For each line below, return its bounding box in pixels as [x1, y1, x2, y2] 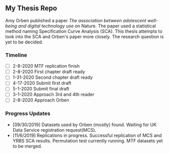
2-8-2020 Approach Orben [12, 97, 69, 103]
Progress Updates [5, 110, 51, 117]
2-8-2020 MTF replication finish [12, 63, 80, 69]
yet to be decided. [5, 39, 44, 45]
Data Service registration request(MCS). [12, 127, 97, 133]
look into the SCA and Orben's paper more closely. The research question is [5, 33, 164, 39]
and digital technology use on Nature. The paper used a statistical [18, 23, 156, 29]
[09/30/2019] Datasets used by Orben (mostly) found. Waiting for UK [12, 121, 157, 128]
